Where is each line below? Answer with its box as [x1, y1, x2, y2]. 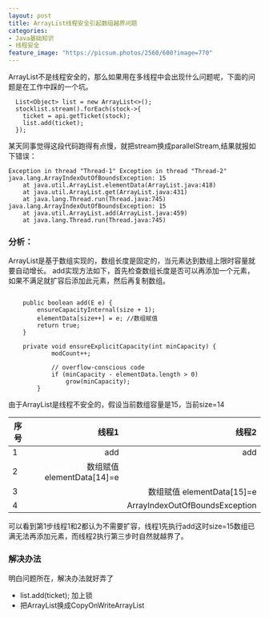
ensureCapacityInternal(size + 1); [37, 306, 156, 314]
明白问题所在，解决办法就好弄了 [8, 573, 114, 583]
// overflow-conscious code [50, 364, 146, 372]
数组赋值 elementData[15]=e [147, 487, 257, 498]
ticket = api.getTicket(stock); [22, 112, 130, 120]
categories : [8, 26, 48, 34]
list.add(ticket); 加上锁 [19, 590, 94, 600]
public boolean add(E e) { [22, 299, 113, 307]
